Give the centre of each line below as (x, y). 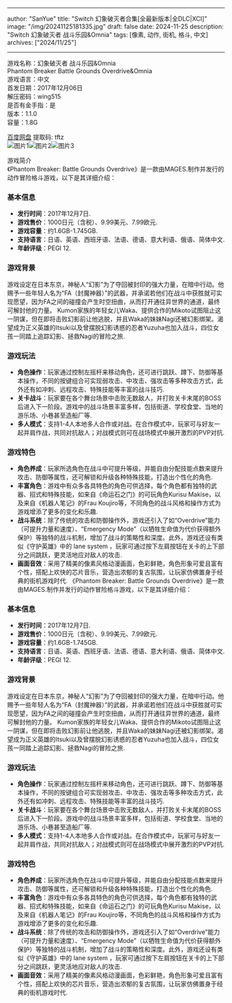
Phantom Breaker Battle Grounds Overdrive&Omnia (80, 71)
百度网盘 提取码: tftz (36, 137)
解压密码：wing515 (34, 96)
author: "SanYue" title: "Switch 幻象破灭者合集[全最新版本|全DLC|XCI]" (107, 19)
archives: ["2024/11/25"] (42, 43)
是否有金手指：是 (31, 105)
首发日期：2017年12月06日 (45, 88)
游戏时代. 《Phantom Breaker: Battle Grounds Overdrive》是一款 (133, 581)
